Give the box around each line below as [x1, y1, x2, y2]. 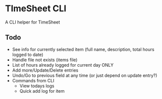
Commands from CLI [12, 77, 54, 83]
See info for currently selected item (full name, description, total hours [12, 46, 155, 52]
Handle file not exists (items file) [12, 57, 78, 63]
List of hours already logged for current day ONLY [12, 62, 114, 68]
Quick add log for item [19, 88, 65, 94]
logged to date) [12, 51, 44, 57]
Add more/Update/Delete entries [12, 67, 79, 73]
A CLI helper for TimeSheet [5, 19, 60, 25]
